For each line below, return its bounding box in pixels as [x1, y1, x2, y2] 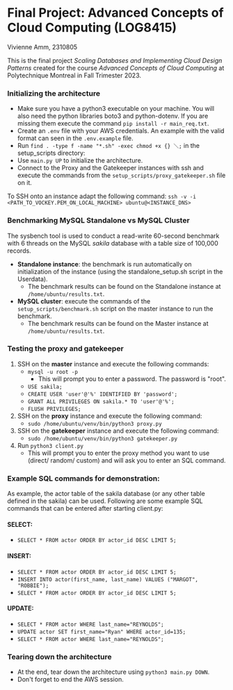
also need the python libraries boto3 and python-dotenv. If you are [17, 112, 209, 120]
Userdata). [17, 274, 48, 283]
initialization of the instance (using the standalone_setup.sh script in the [17, 267, 223, 276]
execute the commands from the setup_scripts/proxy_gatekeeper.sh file [17, 171, 226, 179]
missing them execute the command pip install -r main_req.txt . [17, 119, 209, 128]
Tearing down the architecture [7, 652, 112, 661]
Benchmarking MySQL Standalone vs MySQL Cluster [7, 216, 190, 225]
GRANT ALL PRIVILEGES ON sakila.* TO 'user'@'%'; [27, 398, 175, 405]
